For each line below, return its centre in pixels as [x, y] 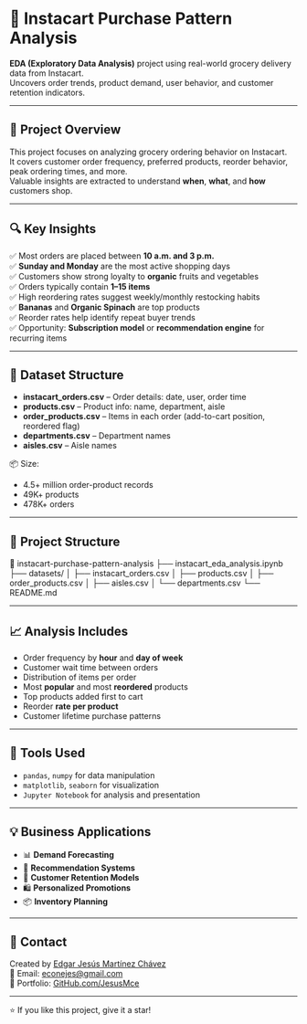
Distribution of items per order [79, 677]
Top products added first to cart [83, 697]
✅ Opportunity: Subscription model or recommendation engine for [137, 327]
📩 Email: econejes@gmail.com [66, 974]
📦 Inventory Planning [65, 901]
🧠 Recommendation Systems [79, 868]
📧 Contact [38, 942]
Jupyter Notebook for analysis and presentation [111, 795]
